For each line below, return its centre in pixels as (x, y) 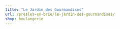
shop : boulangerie (24, 19)
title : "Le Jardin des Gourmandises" (44, 10)
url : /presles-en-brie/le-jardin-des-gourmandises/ (60, 14)
